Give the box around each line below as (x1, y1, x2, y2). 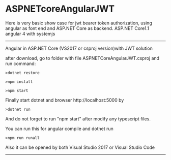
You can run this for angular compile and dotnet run (5, 125, 113, 132)
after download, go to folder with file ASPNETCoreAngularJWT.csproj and (5, 55, 159, 61)
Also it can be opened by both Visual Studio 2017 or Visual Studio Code (5, 144, 155, 150)
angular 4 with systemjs (5, 30, 55, 37)
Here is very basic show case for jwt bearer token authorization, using (5, 20, 153, 26)
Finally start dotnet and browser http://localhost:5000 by (5, 97, 124, 103)
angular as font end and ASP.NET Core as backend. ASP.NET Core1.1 (5, 25, 149, 31)
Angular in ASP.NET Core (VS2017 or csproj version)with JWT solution (5, 45, 153, 51)
